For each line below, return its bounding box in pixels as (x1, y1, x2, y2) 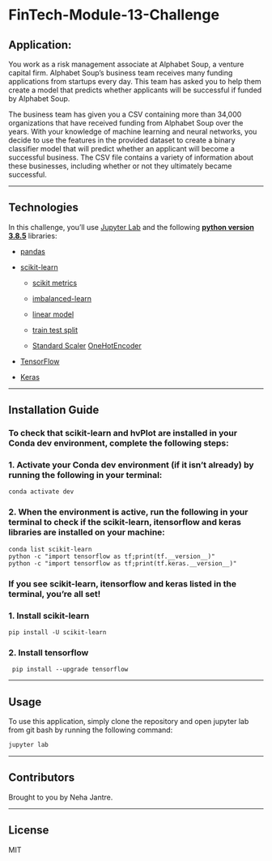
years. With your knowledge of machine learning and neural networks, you (8, 127, 257, 136)
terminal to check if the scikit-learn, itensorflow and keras (8, 517, 241, 528)
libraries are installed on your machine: (8, 526, 166, 538)
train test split (32, 325, 79, 335)
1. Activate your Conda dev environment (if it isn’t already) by (8, 459, 254, 471)
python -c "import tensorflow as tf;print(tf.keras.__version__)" (8, 559, 237, 568)
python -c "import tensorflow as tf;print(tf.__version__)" (8, 552, 216, 561)
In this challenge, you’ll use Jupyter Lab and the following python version (8, 222, 255, 232)
